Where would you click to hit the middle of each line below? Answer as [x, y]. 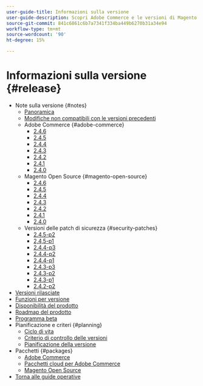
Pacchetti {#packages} [44, 351]
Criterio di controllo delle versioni [66, 337]
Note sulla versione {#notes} [51, 105]
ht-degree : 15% [26, 40]
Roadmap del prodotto [43, 312]
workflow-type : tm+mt [34, 29]
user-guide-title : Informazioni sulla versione [68, 12]
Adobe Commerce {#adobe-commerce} [74, 125]
